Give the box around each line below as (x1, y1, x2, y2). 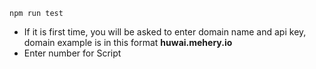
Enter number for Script (23, 47, 122, 59)
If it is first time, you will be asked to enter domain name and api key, (23, 26, 307, 38)
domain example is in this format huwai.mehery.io (23, 37, 233, 48)
